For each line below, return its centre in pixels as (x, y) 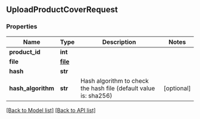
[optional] (177, 88)
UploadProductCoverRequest (62, 10)
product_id (25, 52)
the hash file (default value (118, 88)
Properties (22, 27)
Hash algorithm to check (114, 81)
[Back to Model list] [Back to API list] (51, 110)
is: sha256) (96, 95)
